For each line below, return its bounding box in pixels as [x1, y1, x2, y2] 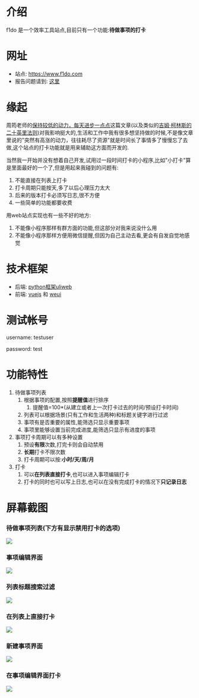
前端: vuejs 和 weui [14, 290, 61, 298]
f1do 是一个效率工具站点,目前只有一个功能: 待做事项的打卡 [6, 26, 146, 33]
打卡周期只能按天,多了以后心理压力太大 [14, 184, 110, 191]
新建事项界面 [6, 641, 43, 650]
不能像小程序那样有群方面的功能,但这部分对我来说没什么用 [14, 224, 157, 231]
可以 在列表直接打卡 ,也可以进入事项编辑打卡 [23, 470, 129, 478]
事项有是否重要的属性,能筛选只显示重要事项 [23, 418, 129, 426]
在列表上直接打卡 [6, 612, 55, 621]
